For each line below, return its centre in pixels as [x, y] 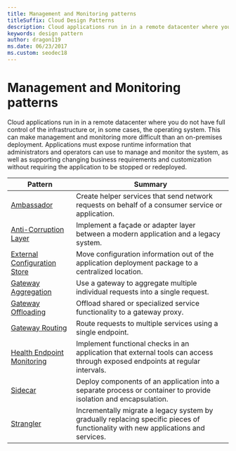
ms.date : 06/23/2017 [38, 46]
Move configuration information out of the [145, 254]
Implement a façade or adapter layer [136, 225]
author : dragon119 [34, 40]
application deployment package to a [137, 263]
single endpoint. [103, 332]
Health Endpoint [38, 352]
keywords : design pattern [45, 33]
